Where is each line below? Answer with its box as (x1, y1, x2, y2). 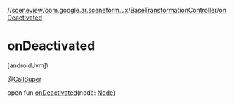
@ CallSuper (7, 74, 42, 83)
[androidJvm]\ (7, 61, 49, 70)
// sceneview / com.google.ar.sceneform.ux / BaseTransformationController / (7, 6, 219, 14)
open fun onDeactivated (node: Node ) (7, 88, 116, 97)
